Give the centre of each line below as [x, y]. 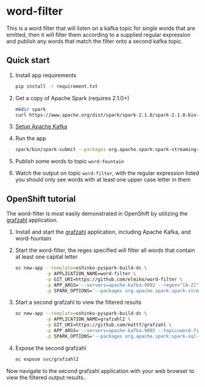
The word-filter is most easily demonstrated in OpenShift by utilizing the [97, 214]
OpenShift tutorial [41, 199]
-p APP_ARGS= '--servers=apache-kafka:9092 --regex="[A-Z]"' [124, 285]
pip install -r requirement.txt [56, 86]
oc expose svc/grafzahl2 [47, 359]
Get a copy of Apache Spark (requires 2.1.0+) [72, 98]
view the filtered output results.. [47, 377]
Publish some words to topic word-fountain [69, 161]
